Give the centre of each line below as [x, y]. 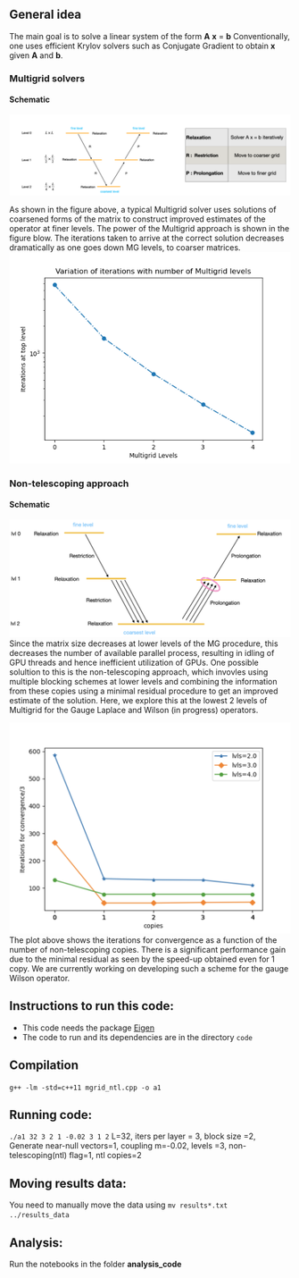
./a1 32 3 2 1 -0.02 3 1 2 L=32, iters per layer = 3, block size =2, [133, 1136]
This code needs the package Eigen [88, 1028]
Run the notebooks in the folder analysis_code [96, 1264]
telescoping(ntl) [38, 1156]
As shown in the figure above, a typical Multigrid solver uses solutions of [143, 209]
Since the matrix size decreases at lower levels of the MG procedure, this [144, 643]
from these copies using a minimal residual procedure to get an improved [144, 691]
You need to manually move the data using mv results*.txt [119, 1205]
